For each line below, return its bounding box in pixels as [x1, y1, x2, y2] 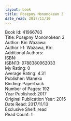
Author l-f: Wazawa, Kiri [5, 45, 53, 51]
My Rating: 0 [5, 65, 30, 71]
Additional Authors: [5, 50, 43, 56]
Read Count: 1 [5, 112, 33, 118]
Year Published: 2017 [5, 91, 47, 97]
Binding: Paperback [5, 81, 44, 87]
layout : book [5, 7, 31, 12]
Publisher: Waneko [5, 76, 43, 81]
